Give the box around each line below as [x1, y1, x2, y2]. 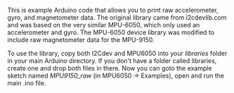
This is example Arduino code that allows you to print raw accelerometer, [7, 6, 219, 14]
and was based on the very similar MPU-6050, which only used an [7, 21, 200, 29]
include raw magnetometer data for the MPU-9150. [7, 36, 155, 44]
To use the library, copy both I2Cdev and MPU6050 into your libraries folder [7, 49, 228, 57]
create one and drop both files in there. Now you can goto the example [7, 64, 212, 72]
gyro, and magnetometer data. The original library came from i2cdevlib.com [7, 13, 227, 22]
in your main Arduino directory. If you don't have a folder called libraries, [7, 57, 217, 65]
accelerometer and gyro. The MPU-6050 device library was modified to [7, 28, 215, 36]
